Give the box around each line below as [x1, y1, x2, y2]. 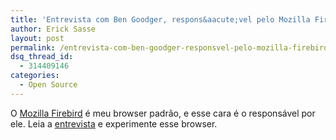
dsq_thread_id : [10, 52, 74, 62]
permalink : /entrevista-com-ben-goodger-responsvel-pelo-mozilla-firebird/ [10, 42, 333, 53]
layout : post [10, 33, 65, 43]
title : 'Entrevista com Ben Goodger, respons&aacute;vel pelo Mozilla [10, 14, 311, 25]
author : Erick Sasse [10, 24, 97, 34]
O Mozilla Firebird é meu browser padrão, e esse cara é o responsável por [10, 107, 316, 119]
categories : [10, 71, 60, 81]
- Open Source [19, 80, 78, 90]
